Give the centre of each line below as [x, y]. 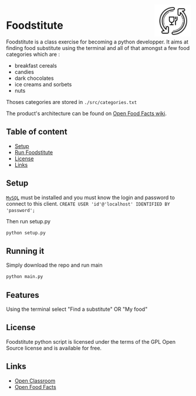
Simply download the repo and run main [54, 265]
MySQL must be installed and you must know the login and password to [90, 197]
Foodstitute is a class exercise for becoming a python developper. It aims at [97, 42]
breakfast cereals [36, 65]
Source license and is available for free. [54, 348]
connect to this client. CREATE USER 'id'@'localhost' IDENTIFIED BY [88, 203]
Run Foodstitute [34, 152]
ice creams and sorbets [43, 84]
